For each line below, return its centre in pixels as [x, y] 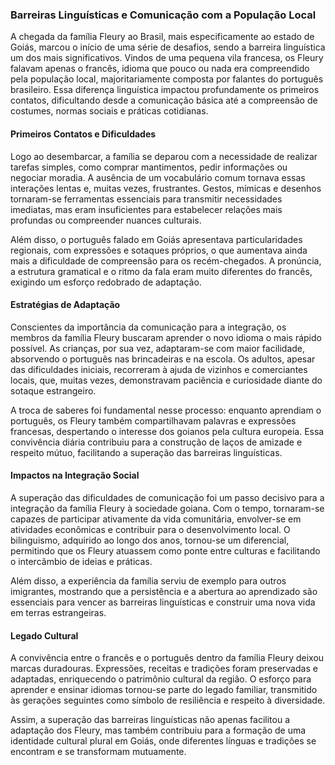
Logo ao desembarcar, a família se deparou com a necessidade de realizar [164, 156]
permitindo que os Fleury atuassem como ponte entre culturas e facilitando [165, 550]
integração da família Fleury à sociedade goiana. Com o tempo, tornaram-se [167, 508]
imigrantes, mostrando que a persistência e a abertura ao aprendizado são [164, 591]
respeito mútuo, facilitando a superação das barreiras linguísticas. [146, 452]
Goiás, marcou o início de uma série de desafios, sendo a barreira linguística [168, 47]
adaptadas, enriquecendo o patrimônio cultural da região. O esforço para [161, 679]
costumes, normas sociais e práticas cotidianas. [109, 111]
